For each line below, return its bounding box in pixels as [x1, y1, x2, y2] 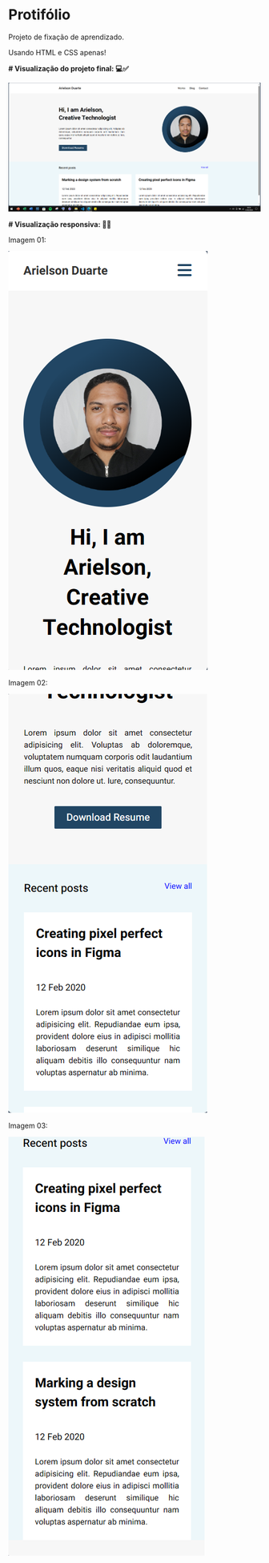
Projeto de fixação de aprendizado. [8, 32, 124, 42]
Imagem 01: [8, 235, 46, 244]
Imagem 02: [8, 677, 48, 687]
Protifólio [8, 6, 70, 24]
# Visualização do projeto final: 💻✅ [8, 63, 130, 73]
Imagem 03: [8, 1121, 48, 1130]
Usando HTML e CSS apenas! [8, 47, 106, 57]
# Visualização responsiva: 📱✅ [8, 219, 112, 229]
